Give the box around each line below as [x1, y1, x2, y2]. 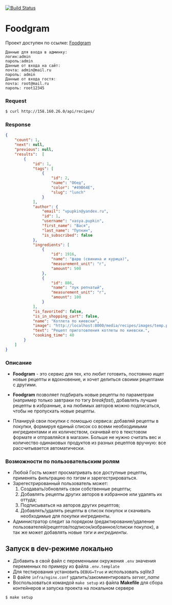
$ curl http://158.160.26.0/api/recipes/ [5, 109, 95, 114]
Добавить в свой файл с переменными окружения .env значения [12, 558, 156, 564]
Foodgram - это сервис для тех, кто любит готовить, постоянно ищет [12, 370, 164, 377]
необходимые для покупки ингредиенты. [20, 513, 111, 519]
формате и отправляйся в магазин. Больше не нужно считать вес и [12, 434, 161, 440]
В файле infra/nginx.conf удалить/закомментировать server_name [12, 574, 160, 580]
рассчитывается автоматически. [12, 445, 85, 451]
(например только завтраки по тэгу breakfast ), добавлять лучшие [12, 397, 157, 403]
